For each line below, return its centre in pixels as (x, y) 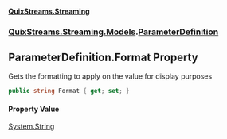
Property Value (34, 109)
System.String (31, 126)
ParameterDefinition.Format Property (103, 57)
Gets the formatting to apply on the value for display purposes (110, 76)
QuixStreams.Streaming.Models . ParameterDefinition (113, 32)
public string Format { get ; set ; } (69, 91)
